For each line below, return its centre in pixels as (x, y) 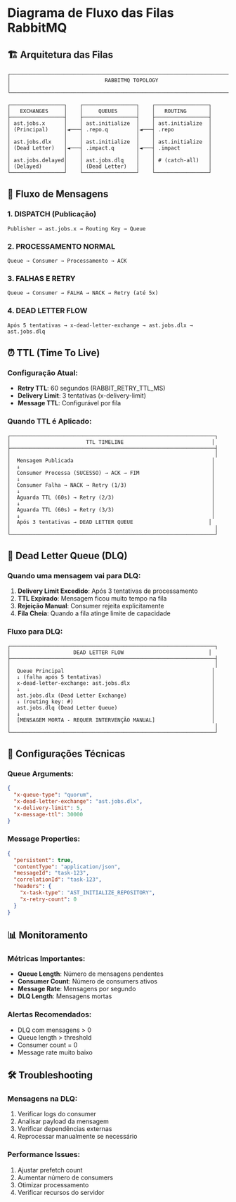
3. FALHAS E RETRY (41, 278)
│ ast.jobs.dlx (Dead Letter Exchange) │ (111, 695)
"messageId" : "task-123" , (52, 873)
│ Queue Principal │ (111, 671)
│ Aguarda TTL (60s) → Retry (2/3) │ (111, 497)
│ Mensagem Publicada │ (111, 460)
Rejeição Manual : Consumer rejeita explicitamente (91, 606)
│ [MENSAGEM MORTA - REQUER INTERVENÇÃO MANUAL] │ (111, 720)
